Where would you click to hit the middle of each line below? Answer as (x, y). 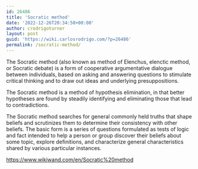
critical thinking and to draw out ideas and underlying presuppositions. (93, 80)
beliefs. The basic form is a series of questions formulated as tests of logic (98, 129)
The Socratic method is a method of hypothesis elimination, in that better (95, 92)
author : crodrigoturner (36, 28)
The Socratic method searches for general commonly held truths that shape (99, 116)
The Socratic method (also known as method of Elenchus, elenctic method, (98, 62)
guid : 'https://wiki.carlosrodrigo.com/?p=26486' (69, 39)
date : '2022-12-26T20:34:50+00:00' (50, 23)
